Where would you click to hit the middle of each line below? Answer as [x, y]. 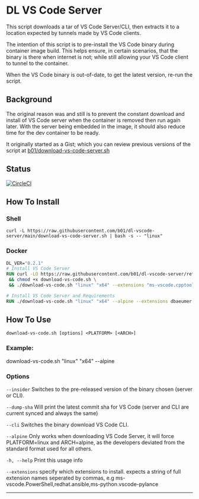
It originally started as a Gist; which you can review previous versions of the [99, 144]
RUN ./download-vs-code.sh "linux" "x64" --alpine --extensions [87, 301]
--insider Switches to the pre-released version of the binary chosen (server [99, 389]
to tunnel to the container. [38, 63]
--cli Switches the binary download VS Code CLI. [68, 425]
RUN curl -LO [22, 274]
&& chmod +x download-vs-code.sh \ [52, 280]
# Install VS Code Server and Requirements [61, 296]
